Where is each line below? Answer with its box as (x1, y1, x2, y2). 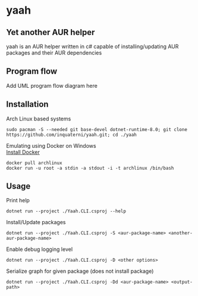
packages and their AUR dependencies (6, 49, 102, 56)
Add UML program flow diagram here (6, 82, 98, 89)
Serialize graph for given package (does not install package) (6, 268, 154, 275)
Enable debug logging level (6, 246, 73, 253)
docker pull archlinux (6, 160, 62, 166)
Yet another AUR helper (6, 27, 95, 37)
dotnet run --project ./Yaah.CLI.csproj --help (6, 208, 127, 214)
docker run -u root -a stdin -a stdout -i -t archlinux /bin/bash (6, 165, 174, 171)
